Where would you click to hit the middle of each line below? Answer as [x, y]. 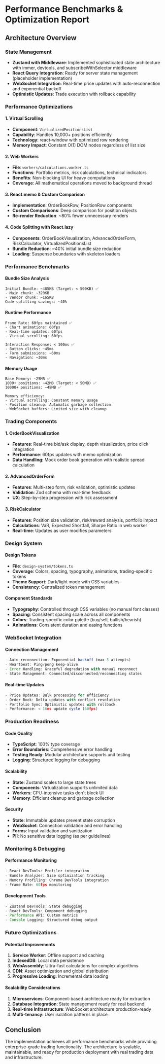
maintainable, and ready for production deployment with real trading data [79, 1052]
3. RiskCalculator [23, 509]
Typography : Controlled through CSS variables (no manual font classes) [86, 609]
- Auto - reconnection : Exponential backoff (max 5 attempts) [68, 660]
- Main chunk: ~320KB [27, 293]
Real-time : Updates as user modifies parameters [62, 531]
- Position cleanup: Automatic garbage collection [58, 405]
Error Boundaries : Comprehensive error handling [62, 749]
